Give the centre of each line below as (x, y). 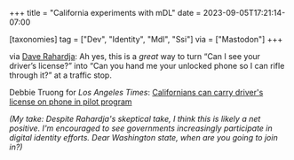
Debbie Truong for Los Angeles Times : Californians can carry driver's (136, 92)
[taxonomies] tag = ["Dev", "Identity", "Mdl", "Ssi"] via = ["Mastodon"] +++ (146, 39)
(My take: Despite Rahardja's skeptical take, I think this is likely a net (135, 119)
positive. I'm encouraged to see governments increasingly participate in (141, 128)
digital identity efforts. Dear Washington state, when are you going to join (143, 137)
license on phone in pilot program (71, 102)
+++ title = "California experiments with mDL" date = (105, 13)
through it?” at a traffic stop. (61, 75)
